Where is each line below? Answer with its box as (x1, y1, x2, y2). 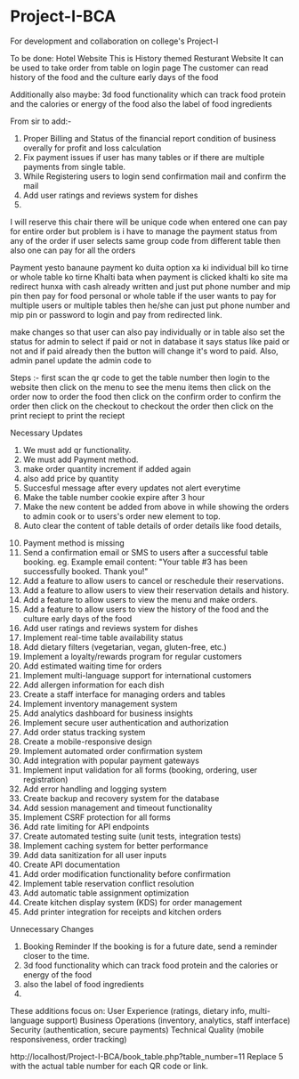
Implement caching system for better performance (22, 840, 209, 851)
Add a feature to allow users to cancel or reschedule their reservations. (22, 575, 284, 586)
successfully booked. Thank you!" (22, 565, 149, 576)
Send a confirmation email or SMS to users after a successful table (22, 547, 269, 557)
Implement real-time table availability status (22, 632, 183, 643)
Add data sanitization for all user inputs (22, 849, 167, 860)
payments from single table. (22, 161, 126, 172)
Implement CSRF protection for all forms (22, 812, 172, 823)
